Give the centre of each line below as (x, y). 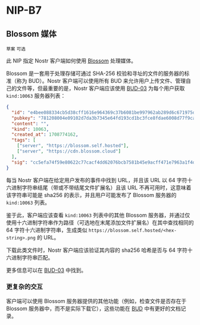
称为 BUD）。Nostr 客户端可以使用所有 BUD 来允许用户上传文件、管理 (101, 81)
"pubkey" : (24, 118)
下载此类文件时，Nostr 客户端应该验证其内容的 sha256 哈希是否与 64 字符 (97, 250)
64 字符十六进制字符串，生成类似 (47, 230)
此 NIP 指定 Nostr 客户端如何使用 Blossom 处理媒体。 (71, 61)
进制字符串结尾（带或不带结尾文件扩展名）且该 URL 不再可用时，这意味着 (101, 187)
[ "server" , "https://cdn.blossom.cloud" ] (69, 151)
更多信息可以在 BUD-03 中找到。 (46, 270)
